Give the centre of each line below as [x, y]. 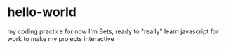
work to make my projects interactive [61, 38]
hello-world [42, 12]
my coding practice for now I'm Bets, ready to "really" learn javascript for [113, 31]
